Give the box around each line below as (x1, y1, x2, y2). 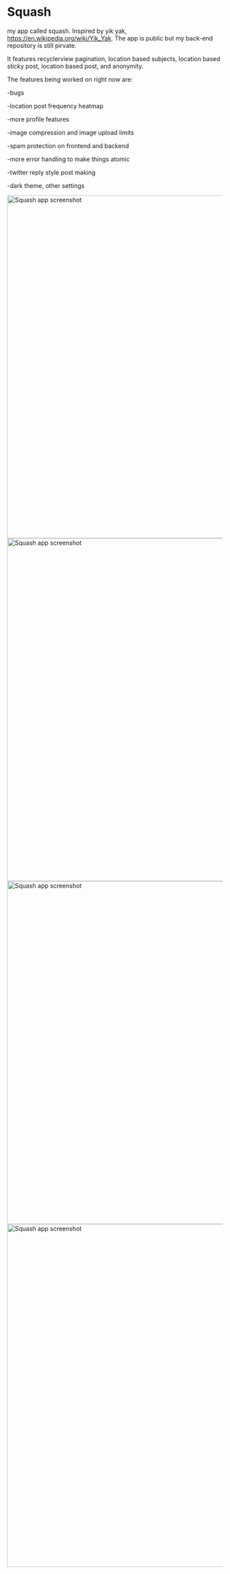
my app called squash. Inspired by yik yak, (7, 27, 127, 35)
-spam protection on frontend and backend (7, 141, 129, 150)
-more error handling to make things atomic (7, 155, 130, 163)
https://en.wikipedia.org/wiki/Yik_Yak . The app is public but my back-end (7, 34, 214, 42)
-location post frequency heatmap (7, 102, 104, 110)
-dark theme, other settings (7, 181, 85, 189)
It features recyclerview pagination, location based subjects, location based (7, 54, 220, 62)
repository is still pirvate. (7, 41, 77, 49)
